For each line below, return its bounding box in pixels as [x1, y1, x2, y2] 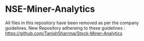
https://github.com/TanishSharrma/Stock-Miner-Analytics [5, 30, 123, 36]
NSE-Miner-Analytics [5, 3, 95, 15]
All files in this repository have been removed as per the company [5, 20, 139, 26]
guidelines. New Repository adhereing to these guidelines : [5, 25, 125, 31]
